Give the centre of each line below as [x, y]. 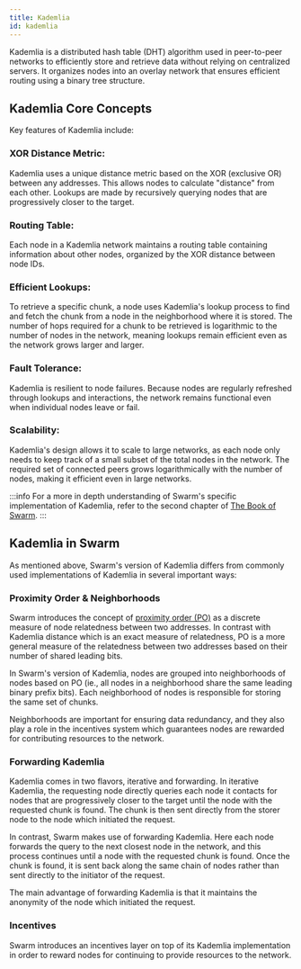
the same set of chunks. [54, 702]
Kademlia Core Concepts [81, 108]
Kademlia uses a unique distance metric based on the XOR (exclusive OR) [146, 173]
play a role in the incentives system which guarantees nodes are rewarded [147, 729]
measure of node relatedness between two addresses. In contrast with [140, 627]
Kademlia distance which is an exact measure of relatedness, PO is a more [147, 636]
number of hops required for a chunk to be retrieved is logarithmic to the [143, 326]
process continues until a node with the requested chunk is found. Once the [150, 857]
